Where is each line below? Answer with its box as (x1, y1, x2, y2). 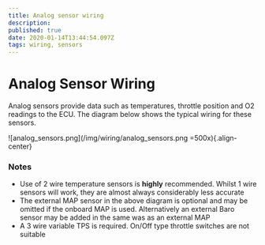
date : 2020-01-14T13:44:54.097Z (8, 33, 114, 42)
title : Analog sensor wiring (8, 11, 104, 20)
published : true (8, 26, 62, 34)
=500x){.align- (189, 134, 238, 143)
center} (8, 141, 33, 151)
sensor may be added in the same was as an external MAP (19, 213, 211, 222)
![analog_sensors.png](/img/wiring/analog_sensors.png (8, 134, 188, 143)
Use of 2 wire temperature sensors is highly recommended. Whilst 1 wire (19, 179, 257, 189)
